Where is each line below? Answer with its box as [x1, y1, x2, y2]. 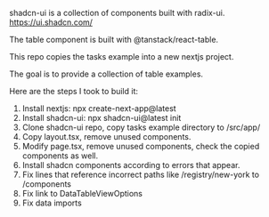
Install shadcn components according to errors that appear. [21, 160, 240, 170]
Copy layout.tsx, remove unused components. [21, 132, 192, 141]
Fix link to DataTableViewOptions [21, 189, 143, 198]
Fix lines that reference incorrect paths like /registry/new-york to [21, 169, 260, 180]
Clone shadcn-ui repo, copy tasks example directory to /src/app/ [21, 122, 261, 133]
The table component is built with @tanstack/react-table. [9, 35, 219, 44]
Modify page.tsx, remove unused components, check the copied [21, 141, 260, 151]
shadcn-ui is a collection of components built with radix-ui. [9, 8, 225, 18]
